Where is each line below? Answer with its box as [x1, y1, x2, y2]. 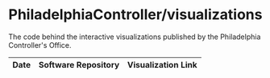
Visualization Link [127, 59, 197, 70]
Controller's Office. [8, 40, 72, 49]
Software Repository [39, 59, 120, 70]
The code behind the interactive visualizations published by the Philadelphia [8, 32, 261, 41]
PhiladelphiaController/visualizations [8, 6, 263, 24]
